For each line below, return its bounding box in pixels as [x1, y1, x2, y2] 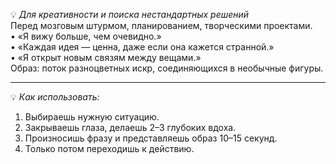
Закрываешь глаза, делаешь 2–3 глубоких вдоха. [24, 122, 237, 133]
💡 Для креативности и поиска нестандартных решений [10, 9, 250, 20]
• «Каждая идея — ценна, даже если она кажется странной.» [10, 41, 275, 53]
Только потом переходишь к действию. [24, 143, 195, 154]
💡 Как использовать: [10, 91, 100, 103]
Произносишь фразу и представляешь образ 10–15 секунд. [24, 132, 278, 144]
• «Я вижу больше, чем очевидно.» [10, 30, 162, 42]
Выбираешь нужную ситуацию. [24, 111, 160, 123]
